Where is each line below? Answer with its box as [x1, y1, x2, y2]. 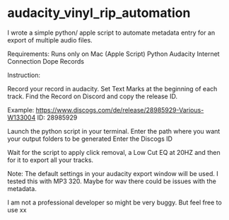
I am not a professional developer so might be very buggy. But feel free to [7, 198, 223, 207]
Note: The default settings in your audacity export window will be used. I [7, 169, 218, 178]
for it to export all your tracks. [7, 156, 94, 164]
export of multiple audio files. [7, 35, 93, 44]
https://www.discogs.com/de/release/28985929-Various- [35, 105, 204, 114]
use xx [7, 205, 27, 214]
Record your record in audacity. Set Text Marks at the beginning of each [7, 84, 218, 93]
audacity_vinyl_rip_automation [7, 5, 191, 21]
